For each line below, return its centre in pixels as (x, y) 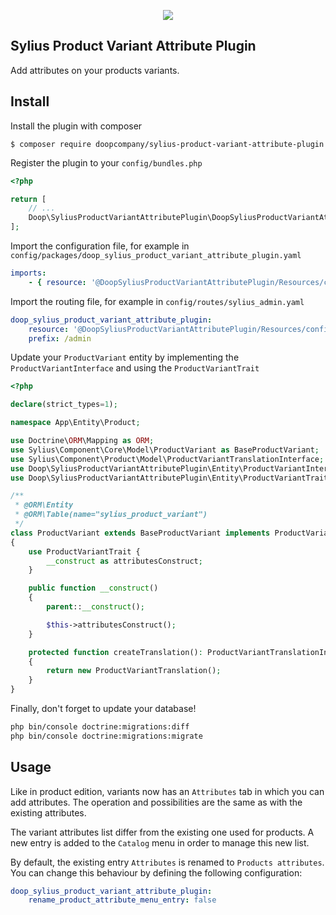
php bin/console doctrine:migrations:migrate (106, 736)
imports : (28, 273)
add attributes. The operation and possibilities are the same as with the (156, 802)
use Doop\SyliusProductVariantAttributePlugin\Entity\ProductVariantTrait (169, 478)
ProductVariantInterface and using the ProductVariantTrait (135, 368)
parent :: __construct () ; (95, 607)
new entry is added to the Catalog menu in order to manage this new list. (160, 842)
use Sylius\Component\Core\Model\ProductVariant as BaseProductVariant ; (165, 450)
